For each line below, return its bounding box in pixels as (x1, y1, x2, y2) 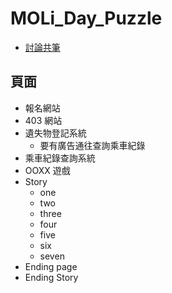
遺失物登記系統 (24, 127, 87, 139)
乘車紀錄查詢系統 (24, 152, 96, 164)
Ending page (24, 260, 78, 272)
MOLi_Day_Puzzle (10, 7, 163, 30)
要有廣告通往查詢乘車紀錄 (39, 139, 146, 151)
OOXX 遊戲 (24, 164, 71, 176)
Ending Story (24, 271, 79, 283)
